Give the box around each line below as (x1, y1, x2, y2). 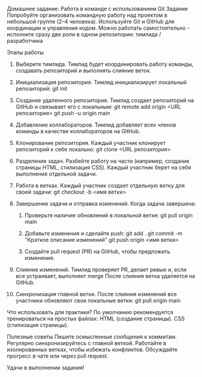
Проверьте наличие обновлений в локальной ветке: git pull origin (24, 212, 193, 219)
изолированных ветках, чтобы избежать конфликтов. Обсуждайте (7, 346, 178, 353)
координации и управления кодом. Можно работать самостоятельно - (7, 24, 190, 31)
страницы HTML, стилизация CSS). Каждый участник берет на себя (15, 164, 192, 171)
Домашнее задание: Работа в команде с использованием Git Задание (7, 5, 189, 12)
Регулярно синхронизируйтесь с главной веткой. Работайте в (7, 340, 166, 346)
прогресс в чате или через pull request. (7, 352, 109, 360)
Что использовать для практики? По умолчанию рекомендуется (7, 309, 174, 315)
